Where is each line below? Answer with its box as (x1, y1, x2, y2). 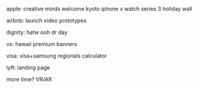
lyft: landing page (6, 64, 51, 71)
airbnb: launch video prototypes (6, 17, 87, 24)
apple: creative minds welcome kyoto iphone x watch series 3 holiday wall (6, 5, 193, 12)
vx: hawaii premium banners (6, 41, 77, 47)
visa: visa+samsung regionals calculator (6, 52, 107, 59)
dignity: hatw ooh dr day (6, 29, 68, 36)
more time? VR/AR (6, 76, 52, 83)
